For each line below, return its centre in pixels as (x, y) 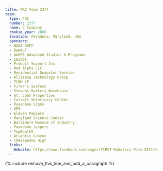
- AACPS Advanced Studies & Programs (48, 55)
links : (16, 145)
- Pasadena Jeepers (29, 127)
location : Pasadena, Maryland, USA (45, 37)
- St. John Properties (32, 95)
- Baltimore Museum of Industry (42, 122)
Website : (23, 150)
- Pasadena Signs (27, 104)
